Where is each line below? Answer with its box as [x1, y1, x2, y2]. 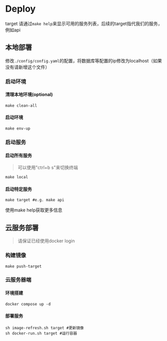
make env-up [5, 126, 30, 131]
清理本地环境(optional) [5, 91, 53, 98]
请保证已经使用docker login [17, 238, 75, 244]
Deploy [5, 3, 36, 15]
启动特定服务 [5, 186, 32, 192]
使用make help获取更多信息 [5, 207, 62, 213]
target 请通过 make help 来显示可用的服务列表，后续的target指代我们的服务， [5, 20, 163, 26]
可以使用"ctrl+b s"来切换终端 [17, 165, 78, 171]
